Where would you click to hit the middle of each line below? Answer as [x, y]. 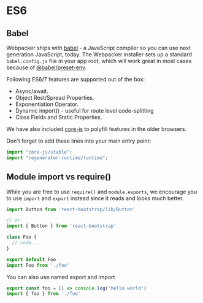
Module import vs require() [59, 177]
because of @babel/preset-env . [47, 67]
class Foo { [21, 237]
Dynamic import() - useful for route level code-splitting [85, 110]
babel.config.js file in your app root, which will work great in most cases [99, 61]
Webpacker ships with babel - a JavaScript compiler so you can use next [99, 48]
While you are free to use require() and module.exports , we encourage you [102, 192]
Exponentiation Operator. [47, 104]
